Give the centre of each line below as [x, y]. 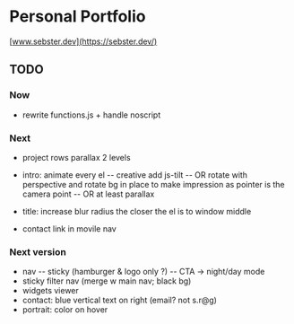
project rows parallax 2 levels [77, 157]
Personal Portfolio [78, 17]
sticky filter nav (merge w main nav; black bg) [107, 281]
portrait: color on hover [65, 310]
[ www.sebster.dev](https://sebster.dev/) [83, 41]
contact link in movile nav [69, 228]
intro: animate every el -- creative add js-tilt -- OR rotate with [135, 175]
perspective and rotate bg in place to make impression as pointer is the [153, 184]
